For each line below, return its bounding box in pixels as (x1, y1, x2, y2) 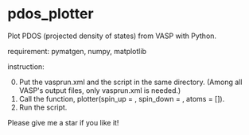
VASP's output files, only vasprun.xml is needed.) (18, 85, 181, 95)
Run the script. (18, 102, 68, 112)
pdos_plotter (7, 5, 94, 23)
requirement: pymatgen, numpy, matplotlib (7, 46, 146, 56)
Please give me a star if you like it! (7, 118, 119, 127)
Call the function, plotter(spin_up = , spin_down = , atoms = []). (18, 94, 225, 103)
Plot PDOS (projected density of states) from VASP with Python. (7, 31, 216, 40)
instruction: (7, 61, 45, 71)
